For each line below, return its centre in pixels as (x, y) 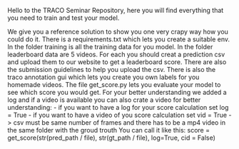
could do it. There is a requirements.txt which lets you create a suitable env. (119, 39)
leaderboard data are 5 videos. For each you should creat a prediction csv (116, 54)
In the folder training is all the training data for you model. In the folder (110, 47)
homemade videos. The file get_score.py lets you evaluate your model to (114, 84)
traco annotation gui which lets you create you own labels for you (103, 77)
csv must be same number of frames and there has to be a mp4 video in (119, 123)
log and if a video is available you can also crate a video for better (104, 100)
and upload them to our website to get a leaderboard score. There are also (117, 62)
